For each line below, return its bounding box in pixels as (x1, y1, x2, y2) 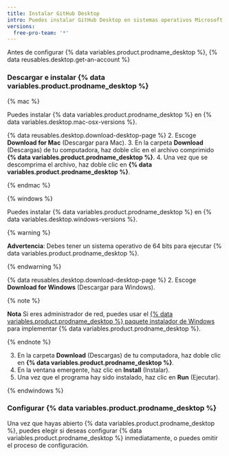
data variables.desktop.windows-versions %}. (7, 215, 138, 223)
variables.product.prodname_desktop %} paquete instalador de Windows (7, 317, 215, 325)
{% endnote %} (7, 338, 52, 346)
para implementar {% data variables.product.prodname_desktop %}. (7, 324, 201, 333)
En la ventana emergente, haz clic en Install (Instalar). (17, 366, 171, 374)
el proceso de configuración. (7, 441, 89, 449)
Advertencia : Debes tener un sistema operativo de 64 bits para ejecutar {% (7, 242, 222, 250)
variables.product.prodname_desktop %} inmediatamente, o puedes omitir (7, 433, 219, 442)
